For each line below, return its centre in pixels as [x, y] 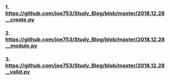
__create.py [20, 20]
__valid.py [18, 71]
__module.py [22, 45]
